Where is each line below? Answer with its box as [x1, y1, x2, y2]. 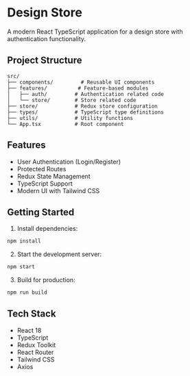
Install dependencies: [16, 225, 78, 233]
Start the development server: [16, 250, 102, 258]
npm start [7, 264, 36, 271]
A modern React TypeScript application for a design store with [7, 27, 183, 36]
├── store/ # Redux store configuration [7, 103, 158, 110]
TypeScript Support [16, 179, 73, 188]
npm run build [7, 289, 48, 296]
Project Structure [7, 55, 82, 66]
